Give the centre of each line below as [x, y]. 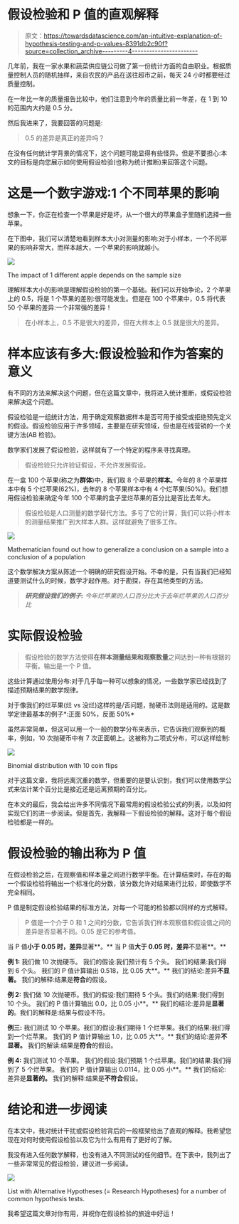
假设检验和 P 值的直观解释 [83, 15]
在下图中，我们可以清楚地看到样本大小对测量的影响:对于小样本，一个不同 [115, 238]
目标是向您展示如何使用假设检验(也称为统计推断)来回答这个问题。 [116, 162]
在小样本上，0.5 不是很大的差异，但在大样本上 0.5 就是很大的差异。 [124, 322]
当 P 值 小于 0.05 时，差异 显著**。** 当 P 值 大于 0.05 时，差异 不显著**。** [117, 946]
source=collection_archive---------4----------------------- [111, 51]
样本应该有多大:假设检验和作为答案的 [116, 354]
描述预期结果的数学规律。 [45, 690]
